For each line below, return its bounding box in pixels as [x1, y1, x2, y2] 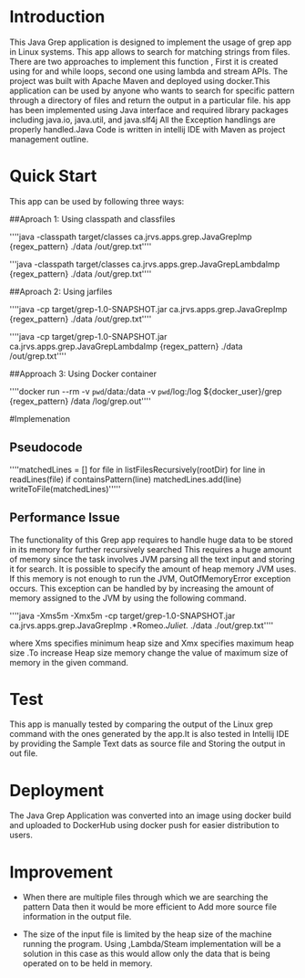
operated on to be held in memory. [22, 958, 153, 969]
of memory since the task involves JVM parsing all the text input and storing [9, 553, 295, 564]
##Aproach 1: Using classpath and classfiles [9, 213, 176, 225]
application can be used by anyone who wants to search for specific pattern [9, 85, 295, 96]
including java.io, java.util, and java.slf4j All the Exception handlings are [9, 114, 276, 125]
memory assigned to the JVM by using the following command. [9, 592, 248, 604]
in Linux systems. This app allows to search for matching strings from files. [9, 46, 290, 57]
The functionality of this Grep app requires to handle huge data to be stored [9, 534, 294, 545]
